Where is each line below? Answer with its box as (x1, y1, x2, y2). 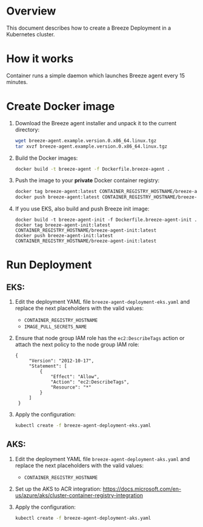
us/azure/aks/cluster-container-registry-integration (15, 491, 144, 499)
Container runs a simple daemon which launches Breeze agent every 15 (6, 71, 185, 79)
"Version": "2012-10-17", (28, 358, 95, 364)
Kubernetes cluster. (6, 30, 55, 38)
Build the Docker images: (15, 154, 78, 162)
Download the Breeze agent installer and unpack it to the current (15, 119, 177, 126)
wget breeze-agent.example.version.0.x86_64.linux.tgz (15, 137, 157, 143)
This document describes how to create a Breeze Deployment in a (6, 24, 171, 31)
